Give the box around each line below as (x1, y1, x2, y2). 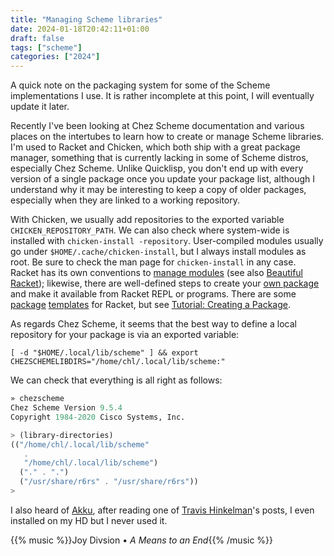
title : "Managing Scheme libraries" (10, 14, 163, 25)
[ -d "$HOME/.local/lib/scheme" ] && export (10, 348, 199, 358)
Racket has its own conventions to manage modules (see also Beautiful (10, 267, 304, 279)
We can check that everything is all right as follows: (10, 374, 223, 386)
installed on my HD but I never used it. (10, 514, 168, 526)
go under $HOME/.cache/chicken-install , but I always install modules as (10, 246, 307, 258)
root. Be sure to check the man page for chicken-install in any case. (10, 256, 297, 268)
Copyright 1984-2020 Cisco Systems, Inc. (10, 412, 186, 422)
